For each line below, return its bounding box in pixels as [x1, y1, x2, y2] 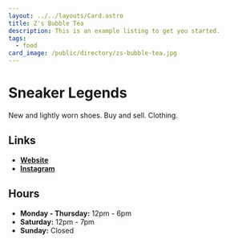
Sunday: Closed [19, 225, 75, 235]
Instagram [19, 163, 55, 173]
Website [19, 154, 49, 165]
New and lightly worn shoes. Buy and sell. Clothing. [8, 110, 179, 120]
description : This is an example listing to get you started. [8, 27, 220, 35]
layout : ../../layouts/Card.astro [8, 11, 124, 20]
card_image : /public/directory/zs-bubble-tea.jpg [8, 49, 178, 57]
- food [15, 42, 38, 50]
